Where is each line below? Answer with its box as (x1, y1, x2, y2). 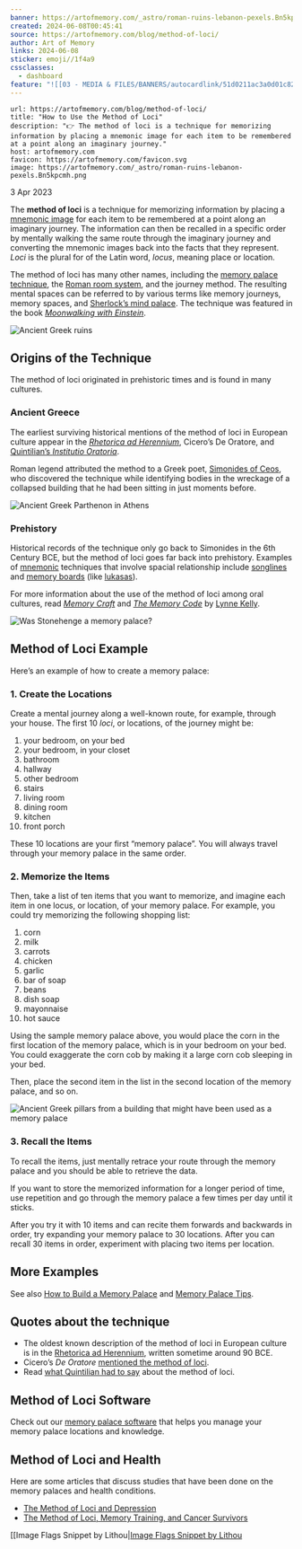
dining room (22, 802, 68, 813)
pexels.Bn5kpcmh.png (10, 171, 88, 180)
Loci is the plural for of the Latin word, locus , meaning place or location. (10, 251, 276, 262)
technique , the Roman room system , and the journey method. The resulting (10, 278, 288, 289)
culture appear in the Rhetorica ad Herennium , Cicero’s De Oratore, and (10, 436, 275, 447)
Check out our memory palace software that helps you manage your (10, 1416, 263, 1428)
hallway (22, 764, 52, 775)
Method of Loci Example (10, 641, 149, 656)
